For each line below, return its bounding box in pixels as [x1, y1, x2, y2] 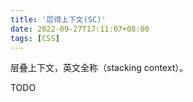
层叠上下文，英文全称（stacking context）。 [10, 62, 189, 74]
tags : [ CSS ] [10, 33, 60, 43]
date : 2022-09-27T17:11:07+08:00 [10, 24, 150, 34]
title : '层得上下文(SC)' [10, 14, 107, 25]
